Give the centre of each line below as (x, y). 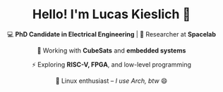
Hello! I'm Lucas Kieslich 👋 (111, 14)
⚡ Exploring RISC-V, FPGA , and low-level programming (111, 64)
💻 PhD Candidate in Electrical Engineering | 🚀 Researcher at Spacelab (111, 34)
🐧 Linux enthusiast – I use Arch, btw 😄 (111, 81)
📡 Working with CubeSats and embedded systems (111, 50)
